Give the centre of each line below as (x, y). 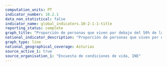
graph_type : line (23, 42)
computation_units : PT (29, 10)
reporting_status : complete (34, 28)
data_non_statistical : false (35, 19)
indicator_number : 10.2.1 (32, 14)
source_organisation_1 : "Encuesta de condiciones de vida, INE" (73, 56)
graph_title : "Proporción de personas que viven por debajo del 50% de (81, 33)
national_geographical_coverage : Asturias (50, 47)
